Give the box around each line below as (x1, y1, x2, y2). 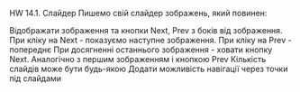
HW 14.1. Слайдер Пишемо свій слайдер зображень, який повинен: (9, 8, 268, 18)
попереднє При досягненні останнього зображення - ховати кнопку (9, 44, 273, 55)
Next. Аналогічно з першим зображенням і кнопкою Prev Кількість (9, 54, 267, 64)
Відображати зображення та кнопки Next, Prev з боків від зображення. (9, 25, 283, 35)
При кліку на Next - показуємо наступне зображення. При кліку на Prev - (9, 35, 292, 45)
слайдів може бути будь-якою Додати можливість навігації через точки (9, 63, 288, 74)
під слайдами (9, 73, 61, 84)
